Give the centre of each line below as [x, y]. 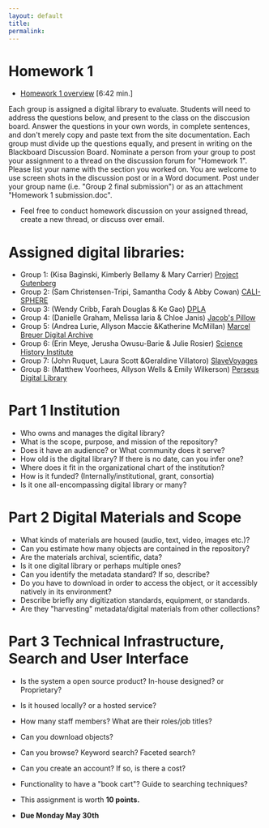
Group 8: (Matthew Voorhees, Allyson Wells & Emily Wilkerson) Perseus [139, 369]
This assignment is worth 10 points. [80, 800]
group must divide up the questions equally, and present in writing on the [130, 143]
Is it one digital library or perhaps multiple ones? [100, 566]
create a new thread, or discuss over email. [92, 220]
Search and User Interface [98, 659]
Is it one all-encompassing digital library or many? [103, 485]
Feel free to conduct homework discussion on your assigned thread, [134, 211]
